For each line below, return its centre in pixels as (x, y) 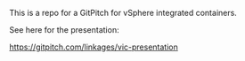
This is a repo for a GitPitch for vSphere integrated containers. (123, 13)
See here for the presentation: (64, 30)
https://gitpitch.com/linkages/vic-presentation (94, 47)
